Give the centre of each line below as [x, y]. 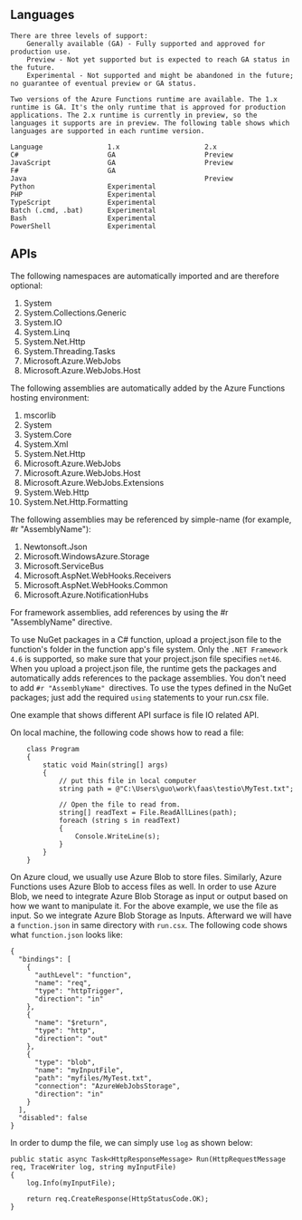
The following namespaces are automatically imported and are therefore [145, 276]
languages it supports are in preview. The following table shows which [150, 123]
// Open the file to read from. [119, 804]
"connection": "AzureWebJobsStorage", [107, 1086]
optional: [27, 286]
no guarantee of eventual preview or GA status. [104, 83]
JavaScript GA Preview [122, 162]
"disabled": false [53, 1118]
